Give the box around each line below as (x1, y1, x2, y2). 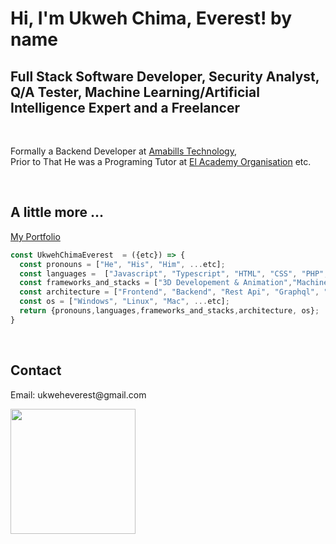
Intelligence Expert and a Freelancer (10, 99, 241, 116)
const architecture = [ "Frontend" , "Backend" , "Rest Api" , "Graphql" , (19, 287, 320, 297)
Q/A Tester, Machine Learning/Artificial (10, 83, 260, 101)
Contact (10, 362, 62, 379)
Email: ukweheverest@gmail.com (10, 388, 147, 401)
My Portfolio (10, 230, 61, 242)
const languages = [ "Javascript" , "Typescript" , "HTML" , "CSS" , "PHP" (19, 268, 325, 279)
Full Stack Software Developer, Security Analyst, (10, 68, 320, 85)
